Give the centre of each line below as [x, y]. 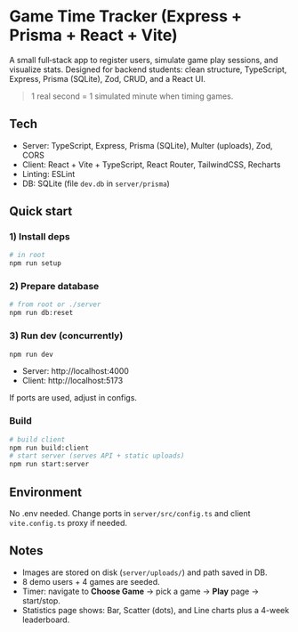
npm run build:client [49, 448]
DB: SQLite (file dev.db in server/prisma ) [96, 183]
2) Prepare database [54, 287]
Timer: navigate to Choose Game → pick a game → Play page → [141, 591]
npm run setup [36, 263]
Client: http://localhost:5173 [72, 381]
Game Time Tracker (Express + [126, 16]
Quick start [41, 211]
